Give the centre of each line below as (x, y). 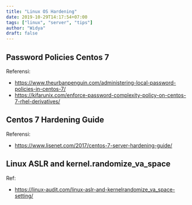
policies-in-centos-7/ (40, 89)
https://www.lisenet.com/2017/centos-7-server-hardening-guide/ (93, 145)
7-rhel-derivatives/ (37, 101)
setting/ (24, 196)
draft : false (22, 33)
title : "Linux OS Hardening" (42, 11)
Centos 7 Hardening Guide (55, 120)
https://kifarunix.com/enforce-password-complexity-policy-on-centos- (100, 95)
